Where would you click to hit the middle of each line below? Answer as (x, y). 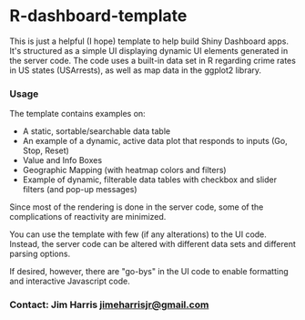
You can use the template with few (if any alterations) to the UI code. (138, 234)
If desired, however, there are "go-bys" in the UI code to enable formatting (149, 272)
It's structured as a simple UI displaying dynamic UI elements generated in (149, 50)
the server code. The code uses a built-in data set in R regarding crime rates (152, 60)
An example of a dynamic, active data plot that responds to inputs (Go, (155, 141)
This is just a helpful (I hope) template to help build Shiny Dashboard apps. (149, 41)
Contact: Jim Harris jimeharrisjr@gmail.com (109, 305)
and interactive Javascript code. (70, 281)
